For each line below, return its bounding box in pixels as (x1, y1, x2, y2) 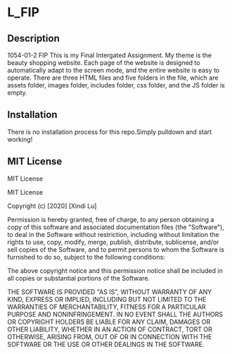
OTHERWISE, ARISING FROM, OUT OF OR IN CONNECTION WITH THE (7, 332, 212, 341)
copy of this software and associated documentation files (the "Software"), (7, 223, 225, 231)
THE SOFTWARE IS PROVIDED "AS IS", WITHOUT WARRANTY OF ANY (7, 287, 212, 296)
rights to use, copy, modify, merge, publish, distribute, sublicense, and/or (7, 238, 219, 246)
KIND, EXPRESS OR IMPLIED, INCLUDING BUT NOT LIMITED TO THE (7, 295, 207, 303)
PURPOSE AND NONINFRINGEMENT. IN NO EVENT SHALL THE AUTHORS (7, 310, 224, 318)
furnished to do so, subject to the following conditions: (7, 252, 165, 261)
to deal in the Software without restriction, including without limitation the (7, 230, 219, 238)
